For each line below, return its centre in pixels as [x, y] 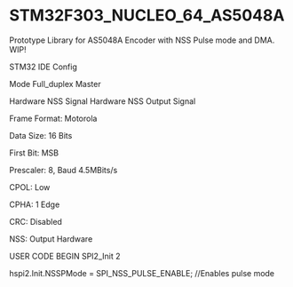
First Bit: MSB [34, 153]
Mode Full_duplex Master [55, 84]
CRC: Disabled [36, 221]
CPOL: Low [30, 187]
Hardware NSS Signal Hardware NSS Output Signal [103, 101]
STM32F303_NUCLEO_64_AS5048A [147, 16]
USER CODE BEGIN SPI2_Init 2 [65, 256]
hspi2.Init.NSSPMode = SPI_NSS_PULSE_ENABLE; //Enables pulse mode [142, 273]
